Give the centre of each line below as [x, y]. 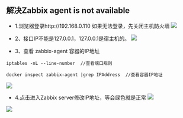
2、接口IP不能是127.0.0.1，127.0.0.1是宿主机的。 [72, 38]
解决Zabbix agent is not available [68, 11]
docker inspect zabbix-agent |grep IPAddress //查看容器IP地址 [84, 75]
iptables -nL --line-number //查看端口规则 [59, 63]
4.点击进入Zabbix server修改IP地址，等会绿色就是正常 [80, 97]
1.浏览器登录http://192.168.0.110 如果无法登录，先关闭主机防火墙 [92, 26]
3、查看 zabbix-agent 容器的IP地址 [57, 51]
